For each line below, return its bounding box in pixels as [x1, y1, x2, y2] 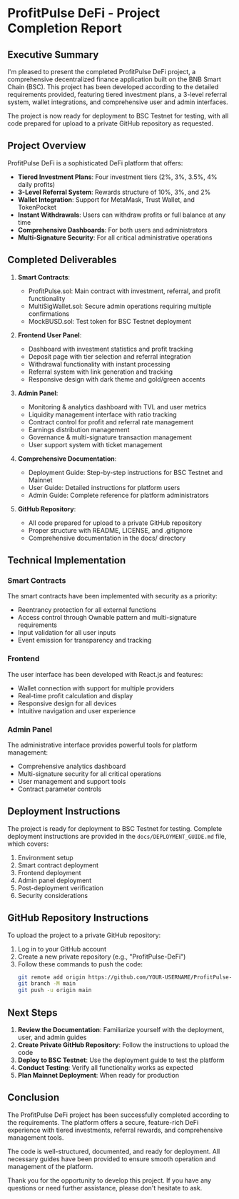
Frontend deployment [17, 868, 81, 877]
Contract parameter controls [17, 785, 102, 793]
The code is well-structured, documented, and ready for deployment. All [7, 1147, 220, 1155]
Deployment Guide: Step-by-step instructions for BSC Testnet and [28, 468, 223, 476]
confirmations [28, 309, 70, 318]
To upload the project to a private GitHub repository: [7, 931, 161, 939]
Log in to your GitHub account [17, 944, 107, 953]
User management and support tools [17, 777, 126, 785]
